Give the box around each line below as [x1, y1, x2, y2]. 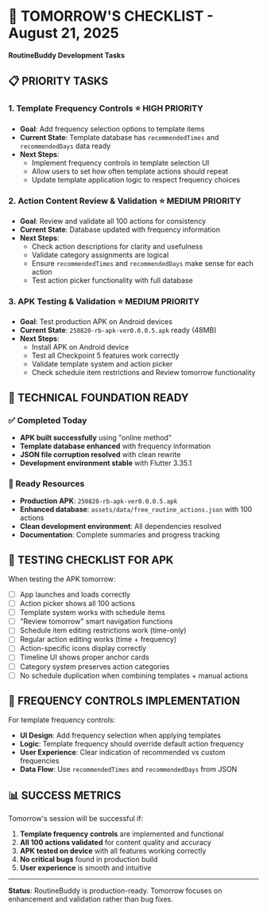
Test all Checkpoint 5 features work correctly [31, 350, 180, 361]
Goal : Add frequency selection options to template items [19, 123, 205, 134]
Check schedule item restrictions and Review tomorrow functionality [31, 368, 256, 378]
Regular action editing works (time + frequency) [19, 635, 177, 644]
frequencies [19, 756, 60, 765]
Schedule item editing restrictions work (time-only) [19, 625, 187, 636]
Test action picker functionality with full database [31, 275, 193, 285]
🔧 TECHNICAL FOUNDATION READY [8, 390, 189, 405]
